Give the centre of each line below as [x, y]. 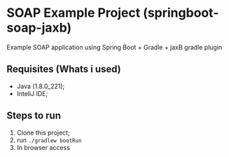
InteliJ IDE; [32, 93]
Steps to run [34, 116]
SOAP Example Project [74, 13]
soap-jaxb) [39, 28]
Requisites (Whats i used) [64, 69]
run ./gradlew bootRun [49, 140]
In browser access [43, 147]
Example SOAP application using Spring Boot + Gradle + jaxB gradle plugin [114, 47]
